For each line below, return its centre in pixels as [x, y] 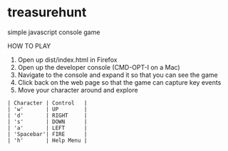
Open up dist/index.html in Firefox [67, 59]
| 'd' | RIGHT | [47, 115]
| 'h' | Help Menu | [47, 140]
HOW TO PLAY [29, 46]
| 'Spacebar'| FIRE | [47, 134]
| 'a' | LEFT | [47, 128]
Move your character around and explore [78, 90]
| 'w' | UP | [47, 109]
